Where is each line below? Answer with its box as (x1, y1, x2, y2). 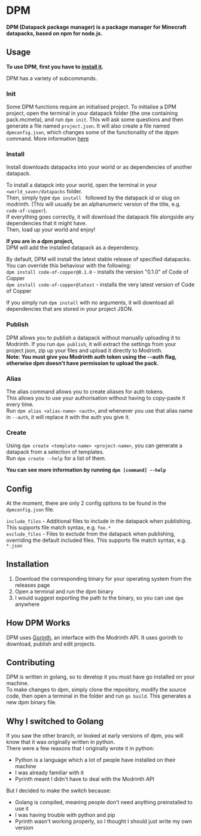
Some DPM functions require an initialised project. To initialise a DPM (6, 103, 176, 111)
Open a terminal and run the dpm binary (14, 587, 114, 595)
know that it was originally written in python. (6, 738, 115, 746)
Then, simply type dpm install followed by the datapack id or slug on (6, 194, 180, 201)
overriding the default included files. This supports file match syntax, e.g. (6, 537, 187, 544)
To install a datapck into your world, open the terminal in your (6, 181, 157, 189)
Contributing (6, 658, 55, 668)
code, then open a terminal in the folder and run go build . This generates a (6, 692, 191, 699)
